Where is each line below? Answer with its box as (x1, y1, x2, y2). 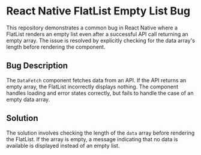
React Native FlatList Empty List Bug (6, 4, 191, 18)
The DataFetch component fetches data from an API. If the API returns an (6, 76, 187, 84)
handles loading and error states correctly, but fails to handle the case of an (6, 89, 194, 97)
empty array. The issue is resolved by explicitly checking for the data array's (6, 37, 195, 44)
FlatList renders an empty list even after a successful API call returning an (6, 30, 189, 37)
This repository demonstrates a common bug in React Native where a (6, 24, 178, 31)
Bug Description (6, 61, 68, 71)
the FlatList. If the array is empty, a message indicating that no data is (6, 135, 178, 142)
